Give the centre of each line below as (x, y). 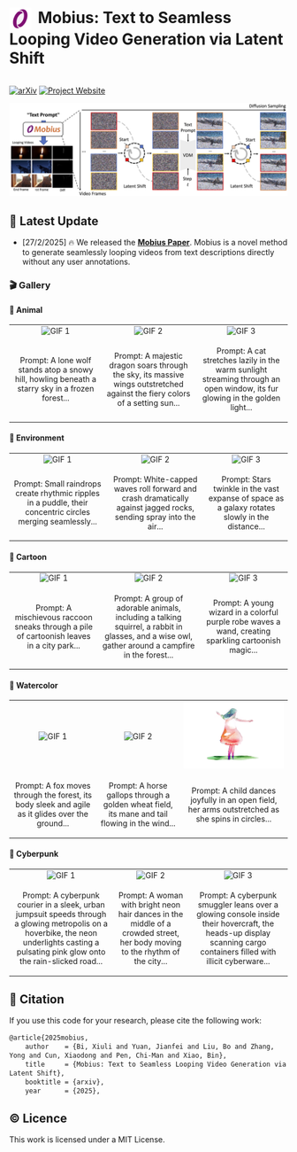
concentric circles (58, 512)
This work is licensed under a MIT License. (87, 1140)
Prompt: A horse (138, 786)
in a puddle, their (57, 502)
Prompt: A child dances (234, 790)
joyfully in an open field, (233, 799)
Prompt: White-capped (156, 479)
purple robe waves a (244, 622)
